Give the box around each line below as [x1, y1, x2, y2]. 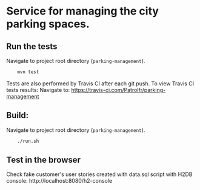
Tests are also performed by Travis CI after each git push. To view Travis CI [6, 80, 195, 87]
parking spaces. [6, 17, 90, 31]
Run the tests [6, 41, 58, 51]
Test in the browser [6, 154, 81, 165]
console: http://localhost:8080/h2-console [6, 177, 113, 185]
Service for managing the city [6, 4, 159, 18]
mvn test [17, 69, 39, 75]
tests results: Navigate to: [6, 86, 70, 93]
